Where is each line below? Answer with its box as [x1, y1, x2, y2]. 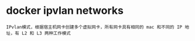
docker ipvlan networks [6, 4, 124, 17]
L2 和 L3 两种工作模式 [21, 30, 71, 36]
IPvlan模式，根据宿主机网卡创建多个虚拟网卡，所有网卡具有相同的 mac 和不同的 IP [6, 24, 183, 30]
